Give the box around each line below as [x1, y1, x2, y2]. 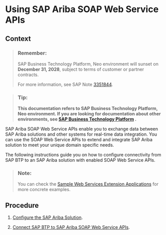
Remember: [17, 49, 47, 56]
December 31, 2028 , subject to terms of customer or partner [17, 66, 144, 72]
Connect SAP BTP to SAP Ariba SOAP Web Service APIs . [12, 224, 130, 230]
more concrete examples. [17, 187, 71, 193]
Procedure [5, 201, 39, 210]
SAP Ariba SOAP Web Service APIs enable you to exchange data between [5, 126, 158, 132]
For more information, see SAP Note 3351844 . [17, 81, 113, 87]
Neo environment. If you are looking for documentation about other [17, 111, 161, 117]
